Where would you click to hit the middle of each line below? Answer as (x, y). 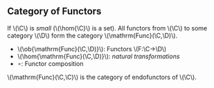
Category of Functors (54, 11)
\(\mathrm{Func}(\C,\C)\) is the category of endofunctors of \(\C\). (102, 77)
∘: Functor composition (50, 63)
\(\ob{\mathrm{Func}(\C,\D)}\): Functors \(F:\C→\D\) (92, 49)
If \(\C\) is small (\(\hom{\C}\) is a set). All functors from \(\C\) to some (107, 28)
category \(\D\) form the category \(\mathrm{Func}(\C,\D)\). (92, 35)
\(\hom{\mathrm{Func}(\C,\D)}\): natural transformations (98, 56)
